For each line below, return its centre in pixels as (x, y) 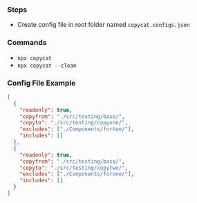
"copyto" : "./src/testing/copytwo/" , (74, 168)
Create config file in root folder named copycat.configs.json (103, 25)
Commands (27, 43)
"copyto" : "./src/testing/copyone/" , (74, 123)
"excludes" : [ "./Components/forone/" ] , (77, 174)
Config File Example (41, 83)
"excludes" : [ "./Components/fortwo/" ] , (77, 129)
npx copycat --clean (47, 66)
